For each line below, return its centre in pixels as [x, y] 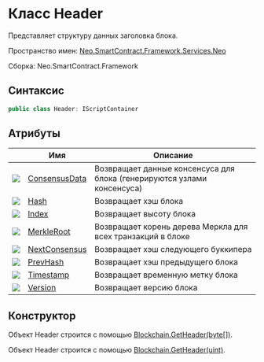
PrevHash [46, 262]
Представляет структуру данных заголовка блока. [93, 35]
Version [42, 288]
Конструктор [42, 316]
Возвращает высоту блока [145, 214]
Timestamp [49, 275]
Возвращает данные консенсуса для [165, 168]
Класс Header [56, 14]
